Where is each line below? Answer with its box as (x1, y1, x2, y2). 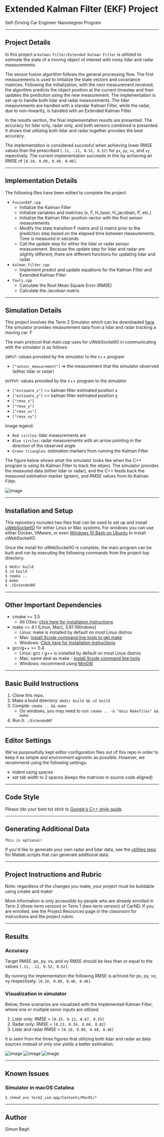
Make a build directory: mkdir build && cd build (12, 697, 110, 703)
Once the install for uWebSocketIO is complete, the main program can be (5, 545, 152, 551)
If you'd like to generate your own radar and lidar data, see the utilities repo (5, 846, 156, 852)
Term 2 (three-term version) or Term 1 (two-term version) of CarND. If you (5, 903, 154, 909)
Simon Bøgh (5, 1126, 30, 1132)
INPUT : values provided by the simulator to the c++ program (5, 354, 124, 360)
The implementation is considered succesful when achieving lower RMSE (5, 142, 153, 148)
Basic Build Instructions (5, 679, 79, 688)
